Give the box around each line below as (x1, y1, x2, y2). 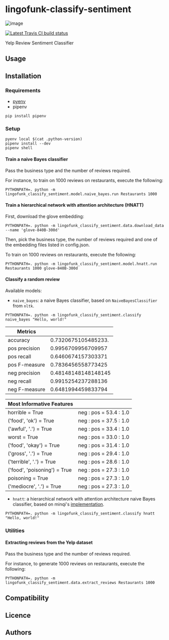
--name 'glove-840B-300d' (5, 227, 60, 233)
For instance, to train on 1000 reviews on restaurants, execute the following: (5, 177, 163, 183)
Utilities (5, 527, 25, 534)
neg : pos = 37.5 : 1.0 (78, 417, 130, 424)
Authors (5, 628, 32, 637)
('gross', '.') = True (8, 450, 52, 457)
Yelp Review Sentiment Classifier (5, 39, 74, 46)
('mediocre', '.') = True (8, 483, 62, 490)
